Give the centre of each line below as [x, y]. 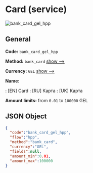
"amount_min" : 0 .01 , [30, 156]
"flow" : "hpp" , [25, 138]
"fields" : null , [26, 151]
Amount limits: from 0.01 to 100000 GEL [47, 100]
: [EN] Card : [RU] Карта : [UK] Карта [44, 91]
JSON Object [26, 117]
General [18, 39]
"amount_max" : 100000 [31, 161]
